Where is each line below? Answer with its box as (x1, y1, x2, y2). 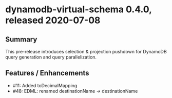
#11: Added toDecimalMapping (12, 82, 78, 88)
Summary (5, 35, 37, 44)
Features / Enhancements (5, 69, 89, 77)
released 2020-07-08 (5, 14, 101, 26)
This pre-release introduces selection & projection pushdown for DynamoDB (5, 49, 167, 54)
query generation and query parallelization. (5, 54, 97, 60)
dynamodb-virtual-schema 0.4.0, (5, 4, 152, 15)
